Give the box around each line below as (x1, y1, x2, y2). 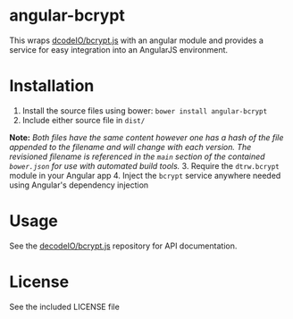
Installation (9, 76, 95, 97)
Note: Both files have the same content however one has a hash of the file (9, 131, 284, 143)
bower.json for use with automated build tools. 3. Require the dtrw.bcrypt (9, 160, 280, 171)
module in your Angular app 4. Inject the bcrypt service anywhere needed (9, 170, 281, 180)
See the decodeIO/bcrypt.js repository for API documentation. (9, 240, 238, 251)
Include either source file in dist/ (21, 114, 146, 125)
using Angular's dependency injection (9, 180, 149, 190)
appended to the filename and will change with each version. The (9, 141, 252, 152)
